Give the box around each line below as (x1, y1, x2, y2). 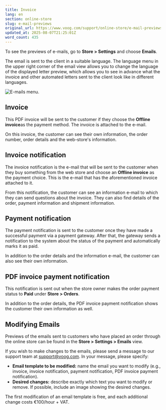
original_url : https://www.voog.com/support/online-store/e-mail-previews (5, 26, 163, 31)
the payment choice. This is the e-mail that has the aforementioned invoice (5, 175, 158, 180)
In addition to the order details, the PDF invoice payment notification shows (5, 300, 158, 306)
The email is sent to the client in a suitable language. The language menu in (5, 58, 159, 64)
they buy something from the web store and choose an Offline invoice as (5, 169, 155, 175)
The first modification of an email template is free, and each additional (5, 394, 148, 400)
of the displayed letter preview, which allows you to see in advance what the (5, 68, 161, 74)
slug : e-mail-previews (5, 21, 52, 26)
